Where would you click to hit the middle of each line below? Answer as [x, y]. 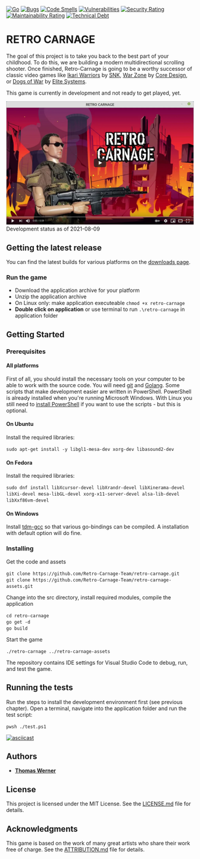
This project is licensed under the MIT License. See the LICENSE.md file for [99, 804]
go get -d [18, 622]
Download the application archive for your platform [77, 290]
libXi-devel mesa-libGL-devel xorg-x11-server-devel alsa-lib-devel [93, 494]
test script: [19, 714]
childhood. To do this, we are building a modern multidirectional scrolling [95, 62]
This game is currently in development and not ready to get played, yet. [94, 93]
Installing [20, 549]
